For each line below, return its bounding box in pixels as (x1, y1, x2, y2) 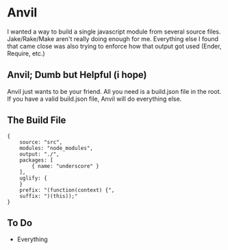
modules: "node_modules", (19, 145, 94, 151)
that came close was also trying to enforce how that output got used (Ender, (7, 42, 222, 50)
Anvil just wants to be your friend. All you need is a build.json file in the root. (7, 87, 222, 95)
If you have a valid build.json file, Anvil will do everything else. (7, 95, 182, 103)
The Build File (7, 114, 66, 126)
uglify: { (19, 175, 48, 182)
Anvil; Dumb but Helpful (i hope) (7, 69, 147, 81)
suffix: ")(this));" (19, 192, 78, 199)
